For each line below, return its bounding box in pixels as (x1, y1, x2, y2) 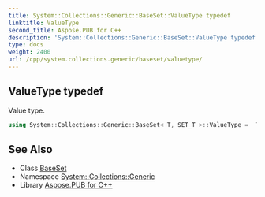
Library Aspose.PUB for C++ (19, 180, 113, 190)
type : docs (8, 41, 44, 49)
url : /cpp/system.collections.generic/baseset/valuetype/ (8, 56, 203, 64)
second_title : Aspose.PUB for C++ (8, 26, 122, 34)
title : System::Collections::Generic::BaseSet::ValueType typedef (8, 11, 231, 20)
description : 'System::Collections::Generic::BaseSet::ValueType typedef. (8, 33, 259, 42)
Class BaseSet (19, 163, 67, 173)
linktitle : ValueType (8, 19, 80, 27)
